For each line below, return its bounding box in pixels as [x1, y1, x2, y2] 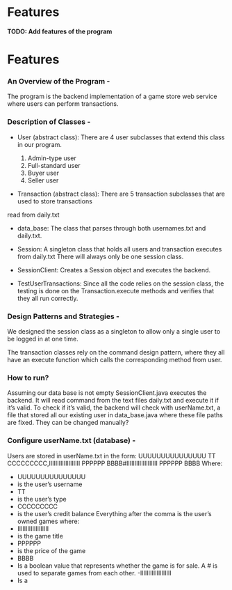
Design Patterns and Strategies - [7, 311, 120, 321]
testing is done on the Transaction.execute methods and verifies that [17, 286, 215, 295]
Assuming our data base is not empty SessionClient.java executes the [7, 389, 207, 397]
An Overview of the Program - [7, 77, 110, 86]
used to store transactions [17, 196, 92, 205]
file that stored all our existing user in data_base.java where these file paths [7, 411, 224, 419]
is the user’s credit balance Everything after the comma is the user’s [17, 509, 212, 518]
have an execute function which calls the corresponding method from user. [7, 356, 222, 364]
